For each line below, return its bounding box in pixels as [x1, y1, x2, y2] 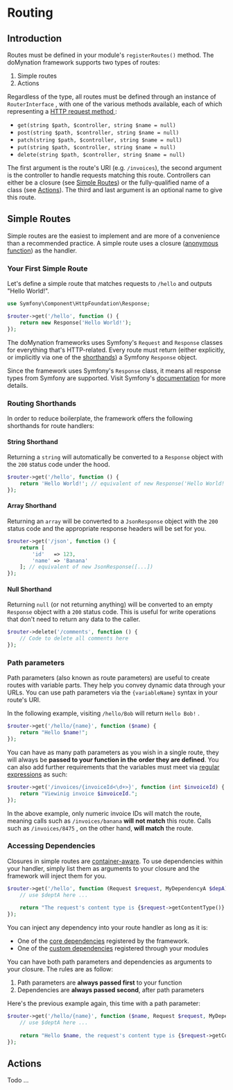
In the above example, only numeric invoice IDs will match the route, [7, 809, 202, 817]
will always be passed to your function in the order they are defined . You [7, 755, 219, 764]
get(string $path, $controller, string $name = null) [17, 122, 176, 129]
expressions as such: [7, 770, 68, 778]
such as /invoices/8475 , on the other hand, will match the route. [7, 824, 194, 832]
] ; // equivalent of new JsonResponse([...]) [19, 563, 154, 570]
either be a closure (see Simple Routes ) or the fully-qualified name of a [7, 178, 210, 187]
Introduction [7, 33, 62, 44]
